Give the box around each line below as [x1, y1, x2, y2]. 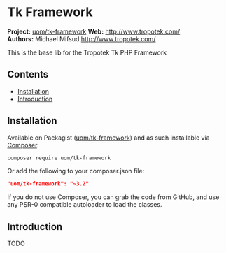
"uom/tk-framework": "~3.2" [7, 180, 90, 187]
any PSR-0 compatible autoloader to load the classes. [7, 201, 162, 209]
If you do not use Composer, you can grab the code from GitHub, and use [7, 193, 220, 201]
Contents [7, 68, 49, 80]
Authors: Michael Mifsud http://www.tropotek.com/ [7, 34, 156, 43]
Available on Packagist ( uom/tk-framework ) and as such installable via [7, 133, 210, 142]
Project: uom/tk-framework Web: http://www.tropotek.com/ [7, 27, 181, 36]
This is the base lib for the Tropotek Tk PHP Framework [7, 48, 167, 57]
